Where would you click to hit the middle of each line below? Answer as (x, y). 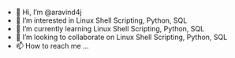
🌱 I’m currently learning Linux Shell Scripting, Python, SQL (110, 29)
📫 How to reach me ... (52, 46)
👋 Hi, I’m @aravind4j (48, 12)
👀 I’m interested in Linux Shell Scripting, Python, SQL (101, 20)
